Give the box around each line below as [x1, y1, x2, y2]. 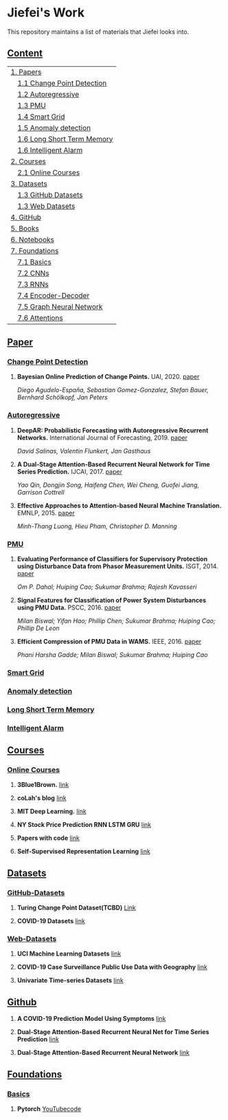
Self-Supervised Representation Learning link [16, 848, 151, 856]
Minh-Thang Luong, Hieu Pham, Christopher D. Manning [16, 521, 177, 530]
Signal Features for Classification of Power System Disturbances [16, 596, 207, 605]
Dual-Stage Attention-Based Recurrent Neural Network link [16, 1048, 190, 1057]
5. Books [10, 224, 39, 233]
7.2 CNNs [17, 268, 49, 278]
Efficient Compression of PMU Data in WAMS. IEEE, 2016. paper [16, 638, 202, 646]
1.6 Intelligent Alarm [17, 145, 83, 155]
